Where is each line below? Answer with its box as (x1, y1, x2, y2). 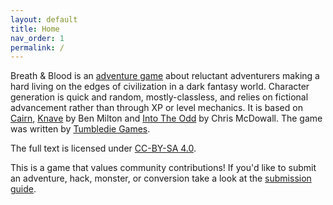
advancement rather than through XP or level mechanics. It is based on (10, 102, 303, 114)
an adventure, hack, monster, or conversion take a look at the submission (10, 172, 312, 185)
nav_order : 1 (10, 33, 65, 43)
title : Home (10, 24, 60, 34)
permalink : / (10, 42, 65, 53)
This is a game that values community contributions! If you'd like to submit (10, 162, 317, 174)
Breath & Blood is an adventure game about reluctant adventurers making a (10, 70, 320, 82)
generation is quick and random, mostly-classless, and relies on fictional (10, 91, 309, 103)
